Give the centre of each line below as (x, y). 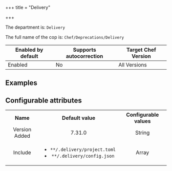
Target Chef (141, 50)
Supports (84, 50)
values (142, 121)
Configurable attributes (44, 100)
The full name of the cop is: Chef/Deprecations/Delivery (65, 37)
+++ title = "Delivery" (28, 7)
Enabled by (29, 50)
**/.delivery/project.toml (83, 150)
